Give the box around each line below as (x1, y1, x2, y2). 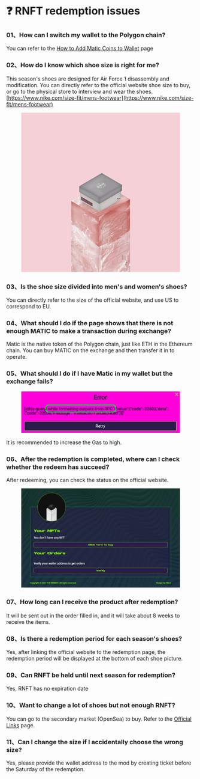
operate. (6, 353, 27, 361)
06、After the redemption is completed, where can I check (6, 454, 180, 463)
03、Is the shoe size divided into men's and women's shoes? (6, 283, 187, 291)
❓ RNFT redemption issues (6, 4, 141, 18)
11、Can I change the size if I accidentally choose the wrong (6, 738, 184, 746)
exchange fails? (6, 377, 53, 386)
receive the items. (6, 618, 51, 625)
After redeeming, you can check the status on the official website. (6, 477, 169, 484)
